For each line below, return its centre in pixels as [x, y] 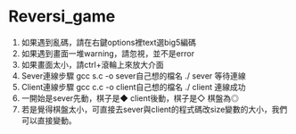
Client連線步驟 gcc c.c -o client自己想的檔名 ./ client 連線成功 [133, 87]
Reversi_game [62, 17]
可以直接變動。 [49, 120]
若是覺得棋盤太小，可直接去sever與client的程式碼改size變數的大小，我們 [154, 109]
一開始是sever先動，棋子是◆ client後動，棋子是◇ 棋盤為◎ [130, 98]
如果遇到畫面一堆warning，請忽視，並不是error [108, 53]
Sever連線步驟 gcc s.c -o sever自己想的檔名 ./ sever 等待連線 [133, 75]
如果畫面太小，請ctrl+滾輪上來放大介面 [92, 64]
